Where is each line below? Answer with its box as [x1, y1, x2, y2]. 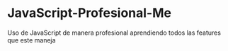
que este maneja [7, 35, 56, 44]
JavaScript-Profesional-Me [7, 5, 172, 21]
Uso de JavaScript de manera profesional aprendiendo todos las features [7, 28, 222, 37]
